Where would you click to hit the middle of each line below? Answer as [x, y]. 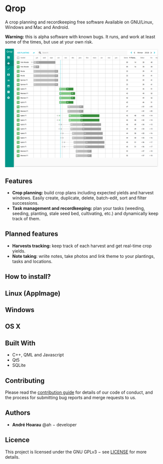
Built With [20, 343]
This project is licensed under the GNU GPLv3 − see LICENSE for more [76, 452]
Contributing [25, 381]
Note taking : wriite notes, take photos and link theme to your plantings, [83, 256]
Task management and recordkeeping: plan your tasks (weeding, [78, 209]
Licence [18, 440]
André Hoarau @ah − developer [44, 424]
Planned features [32, 234]
